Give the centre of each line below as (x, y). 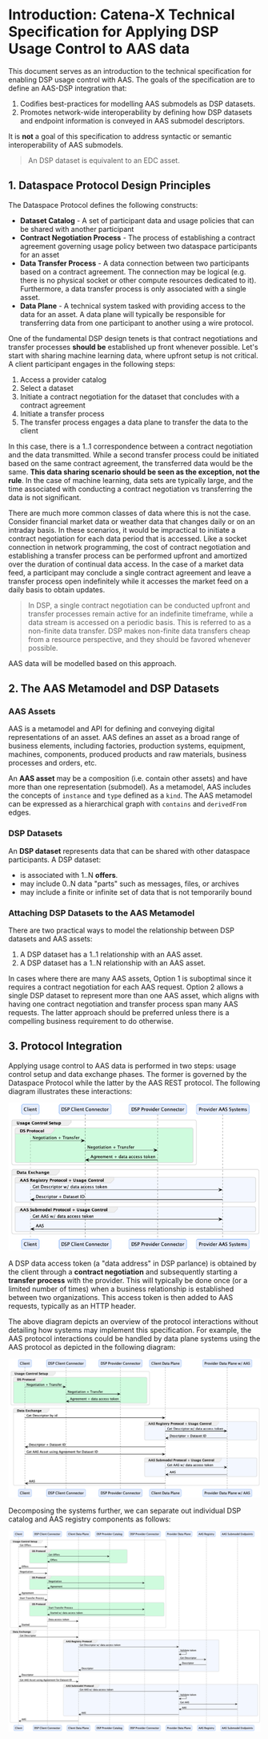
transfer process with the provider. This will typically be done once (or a (128, 1280)
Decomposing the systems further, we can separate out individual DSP (125, 1510)
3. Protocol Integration (65, 1046)
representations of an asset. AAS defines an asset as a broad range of (124, 737)
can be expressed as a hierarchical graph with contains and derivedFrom (128, 804)
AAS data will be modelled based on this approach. (92, 663)
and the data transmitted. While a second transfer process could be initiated (134, 454)
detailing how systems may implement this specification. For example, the (130, 1330)
